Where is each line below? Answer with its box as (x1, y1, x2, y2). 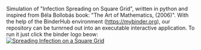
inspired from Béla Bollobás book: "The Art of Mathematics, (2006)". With (6, 11, 189, 19)
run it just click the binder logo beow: (6, 31, 98, 38)
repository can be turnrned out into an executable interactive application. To (6, 24, 195, 31)
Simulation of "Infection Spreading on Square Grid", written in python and (6, 5, 188, 12)
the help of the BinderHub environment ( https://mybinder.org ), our (6, 18, 170, 25)
